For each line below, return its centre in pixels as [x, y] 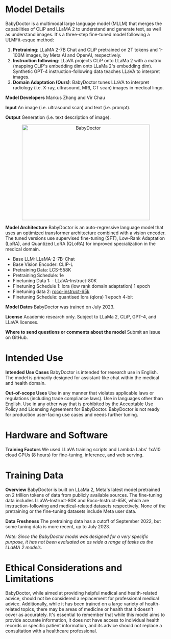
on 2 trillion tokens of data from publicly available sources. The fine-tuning [84, 495]
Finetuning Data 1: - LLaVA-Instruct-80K [55, 280]
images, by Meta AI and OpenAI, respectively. [73, 55]
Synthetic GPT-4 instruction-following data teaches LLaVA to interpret [86, 71]
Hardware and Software [57, 435]
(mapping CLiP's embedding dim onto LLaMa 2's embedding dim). [82, 66]
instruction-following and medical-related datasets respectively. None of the [86, 506]
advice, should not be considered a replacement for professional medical [82, 598]
